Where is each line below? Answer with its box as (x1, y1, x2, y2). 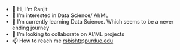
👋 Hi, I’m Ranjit (11, 6, 48, 12)
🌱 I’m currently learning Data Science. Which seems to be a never (11, 18, 174, 25)
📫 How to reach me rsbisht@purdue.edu (11, 37, 114, 44)
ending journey (11, 24, 50, 31)
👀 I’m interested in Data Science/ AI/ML (11, 12, 109, 19)
